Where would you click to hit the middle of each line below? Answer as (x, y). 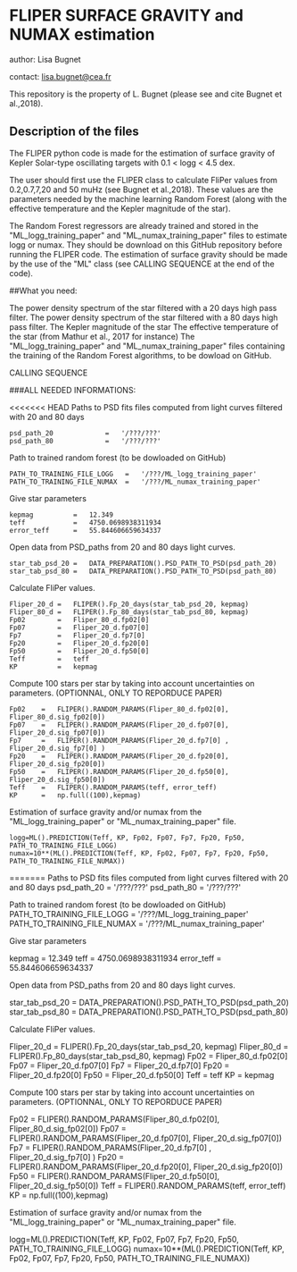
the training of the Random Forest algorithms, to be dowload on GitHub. (140, 355)
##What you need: (43, 291)
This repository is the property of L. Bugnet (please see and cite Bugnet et (146, 94)
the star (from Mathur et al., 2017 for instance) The (102, 336)
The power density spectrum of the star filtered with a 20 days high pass (143, 307)
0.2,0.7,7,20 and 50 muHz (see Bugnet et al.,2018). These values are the (141, 190)
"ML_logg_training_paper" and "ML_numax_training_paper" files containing (147, 346)
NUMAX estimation (82, 34)
